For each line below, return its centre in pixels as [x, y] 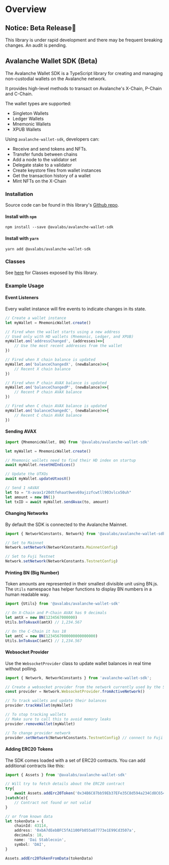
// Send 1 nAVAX [22, 488]
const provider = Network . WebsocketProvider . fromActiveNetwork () [75, 692]
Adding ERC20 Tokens [29, 749]
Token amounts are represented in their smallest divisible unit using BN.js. [82, 584]
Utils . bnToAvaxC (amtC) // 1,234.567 [44, 641]
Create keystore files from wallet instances [57, 170]
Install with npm [21, 216]
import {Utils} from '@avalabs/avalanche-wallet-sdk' [63, 604]
